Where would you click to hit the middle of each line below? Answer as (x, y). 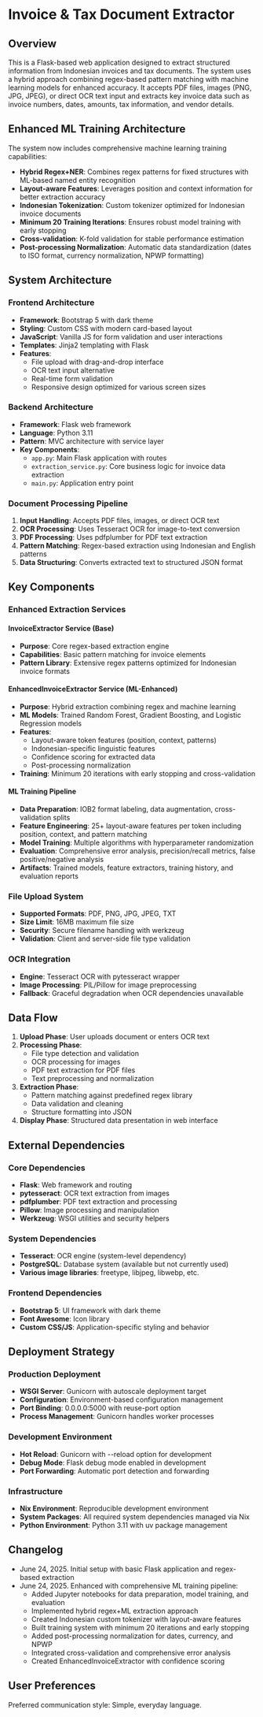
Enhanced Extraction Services (67, 610)
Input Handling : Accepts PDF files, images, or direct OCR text (119, 521)
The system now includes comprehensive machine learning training (117, 148)
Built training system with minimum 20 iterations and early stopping (140, 1627)
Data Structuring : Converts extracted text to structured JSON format (131, 563)
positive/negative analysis (62, 860)
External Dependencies (67, 1145)
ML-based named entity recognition (77, 180)
